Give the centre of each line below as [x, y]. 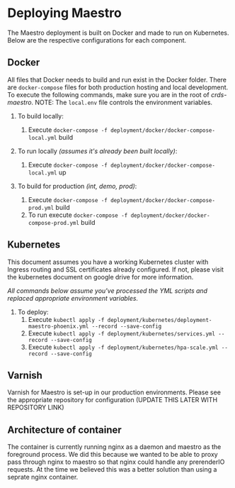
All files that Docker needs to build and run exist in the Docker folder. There [117, 79]
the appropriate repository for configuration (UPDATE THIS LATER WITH [113, 400]
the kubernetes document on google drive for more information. [101, 277]
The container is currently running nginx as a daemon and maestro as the [114, 447]
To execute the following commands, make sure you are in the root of [109, 94]
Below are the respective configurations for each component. [97, 40]
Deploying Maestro [64, 13]
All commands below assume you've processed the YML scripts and [107, 290]
